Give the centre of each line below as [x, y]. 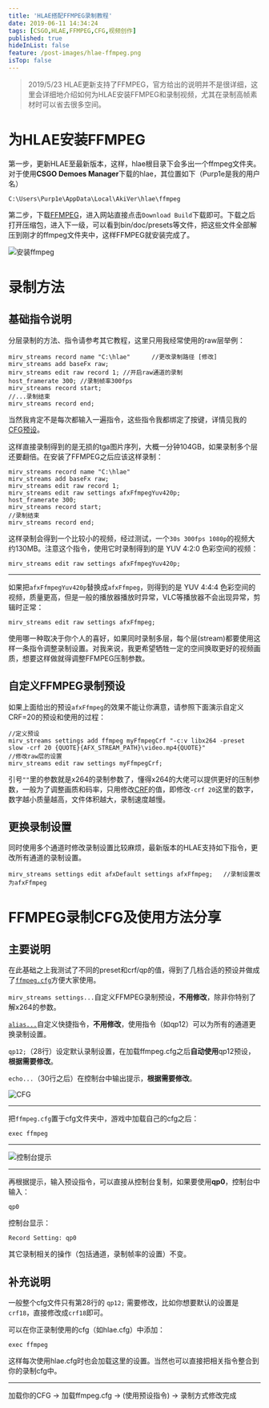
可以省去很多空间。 [74, 104]
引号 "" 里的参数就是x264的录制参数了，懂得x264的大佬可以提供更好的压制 [131, 779]
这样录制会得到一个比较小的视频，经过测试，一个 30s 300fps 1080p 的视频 [128, 538]
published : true [35, 38]
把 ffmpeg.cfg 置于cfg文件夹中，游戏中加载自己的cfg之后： [104, 1119]
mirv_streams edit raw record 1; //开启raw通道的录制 [96, 372]
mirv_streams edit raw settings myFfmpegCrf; [85, 763]
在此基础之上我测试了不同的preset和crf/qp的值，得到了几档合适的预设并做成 [134, 970]
